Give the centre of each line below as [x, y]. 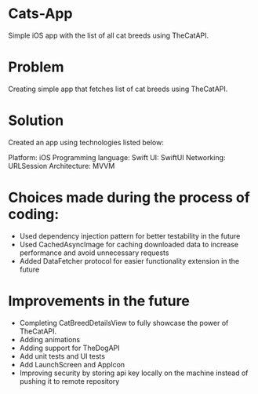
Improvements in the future [99, 301]
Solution [36, 120]
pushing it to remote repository [69, 381]
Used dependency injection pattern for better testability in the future [130, 235]
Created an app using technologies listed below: [86, 142]
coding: [34, 214]
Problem [36, 67]
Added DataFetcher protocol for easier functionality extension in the [129, 261]
